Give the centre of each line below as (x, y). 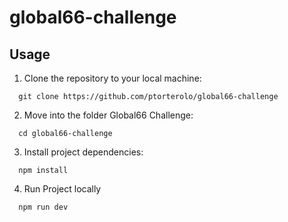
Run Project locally (62, 189)
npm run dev (43, 207)
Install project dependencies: (83, 152)
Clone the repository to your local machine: (112, 78)
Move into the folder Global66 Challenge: (108, 115)
